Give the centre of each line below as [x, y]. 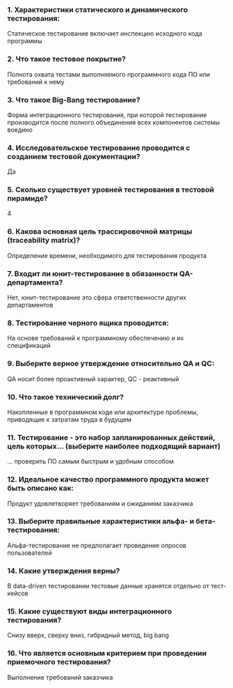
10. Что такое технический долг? [65, 397]
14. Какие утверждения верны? [64, 571]
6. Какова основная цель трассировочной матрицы [100, 231]
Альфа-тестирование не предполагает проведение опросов [97, 545]
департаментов [30, 305]
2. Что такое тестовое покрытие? [67, 59]
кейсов [18, 593]
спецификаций [29, 346]
